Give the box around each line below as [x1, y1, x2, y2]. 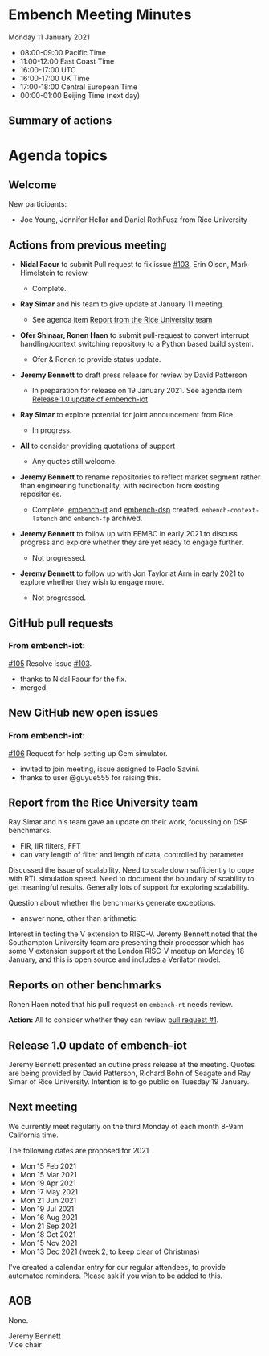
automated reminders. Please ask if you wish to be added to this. [8, 1271, 223, 1280]
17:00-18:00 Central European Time [19, 82, 138, 92]
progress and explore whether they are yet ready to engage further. [19, 537, 244, 548]
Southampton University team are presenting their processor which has [8, 938, 245, 947]
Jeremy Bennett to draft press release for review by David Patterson [19, 370, 247, 380]
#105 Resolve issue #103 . [8, 658, 92, 668]
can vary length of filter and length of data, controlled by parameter [19, 850, 244, 860]
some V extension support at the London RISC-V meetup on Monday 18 [8, 947, 245, 956]
